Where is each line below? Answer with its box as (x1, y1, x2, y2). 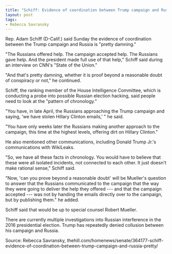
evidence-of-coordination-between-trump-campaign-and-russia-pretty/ (5, 243, 158, 249)
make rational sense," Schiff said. (5, 165, 76, 172)
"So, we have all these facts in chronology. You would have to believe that (5, 154, 161, 160)
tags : (5, 17, 17, 22)
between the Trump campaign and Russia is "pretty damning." (5, 41, 137, 48)
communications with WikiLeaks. (5, 144, 75, 151)
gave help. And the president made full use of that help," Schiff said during (5, 57, 163, 63)
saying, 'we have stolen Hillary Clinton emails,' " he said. (5, 114, 124, 120)
